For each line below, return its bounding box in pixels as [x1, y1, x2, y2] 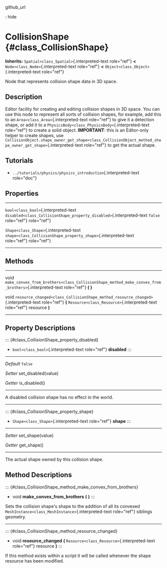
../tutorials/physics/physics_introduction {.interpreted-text [12, 169, 140, 175]
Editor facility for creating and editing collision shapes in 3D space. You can [5, 106, 160, 112]
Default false [5, 361, 33, 367]
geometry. [5, 514, 26, 520]
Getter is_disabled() [5, 380, 46, 386]
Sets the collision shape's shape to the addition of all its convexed [5, 503, 140, 509]
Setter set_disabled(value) [5, 370, 59, 376]
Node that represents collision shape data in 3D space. [5, 78, 118, 84]
